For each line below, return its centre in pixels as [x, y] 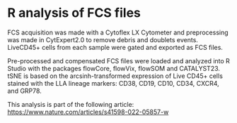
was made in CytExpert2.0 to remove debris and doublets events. [103, 39]
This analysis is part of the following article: [71, 104]
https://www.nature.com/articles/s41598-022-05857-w [88, 112]
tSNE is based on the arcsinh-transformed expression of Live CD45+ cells [115, 76]
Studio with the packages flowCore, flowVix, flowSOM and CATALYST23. [114, 68]
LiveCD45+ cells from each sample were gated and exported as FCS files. [115, 47]
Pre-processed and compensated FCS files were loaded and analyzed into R [118, 60]
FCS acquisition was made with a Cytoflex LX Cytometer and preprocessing [118, 32]
